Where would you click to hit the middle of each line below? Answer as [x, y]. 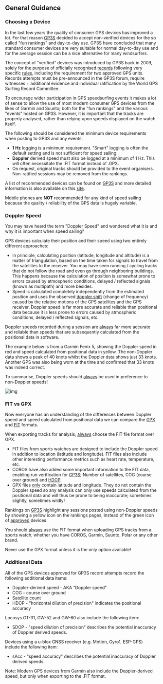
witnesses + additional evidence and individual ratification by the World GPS [81, 83]
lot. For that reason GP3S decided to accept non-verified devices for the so [81, 37]
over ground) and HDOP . [37, 480]
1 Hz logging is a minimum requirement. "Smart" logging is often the [80, 148]
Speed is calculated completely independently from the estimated [78, 291]
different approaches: [27, 246]
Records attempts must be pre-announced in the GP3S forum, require [75, 78]
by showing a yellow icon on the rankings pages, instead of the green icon [80, 515]
